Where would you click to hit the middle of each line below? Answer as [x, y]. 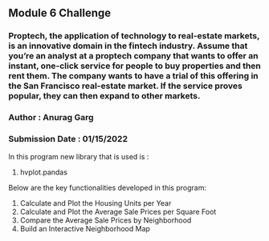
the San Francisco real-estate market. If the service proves [125, 86]
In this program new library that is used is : [79, 156]
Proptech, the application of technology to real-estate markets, [134, 36]
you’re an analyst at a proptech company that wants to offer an [133, 56]
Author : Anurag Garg [51, 118]
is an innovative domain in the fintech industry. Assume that [128, 46]
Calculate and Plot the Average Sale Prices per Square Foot [118, 211]
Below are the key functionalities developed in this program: [108, 187]
